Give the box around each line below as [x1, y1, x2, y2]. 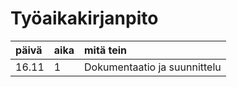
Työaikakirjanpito [10, 7, 159, 30]
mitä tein [84, 43, 127, 57]
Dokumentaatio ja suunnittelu [84, 60, 222, 74]
